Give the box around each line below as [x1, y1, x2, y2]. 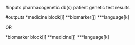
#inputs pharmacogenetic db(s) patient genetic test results [5, 5, 130, 10]
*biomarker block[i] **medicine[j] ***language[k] [5, 34, 109, 40]
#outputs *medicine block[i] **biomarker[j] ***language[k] [5, 14, 130, 20]
